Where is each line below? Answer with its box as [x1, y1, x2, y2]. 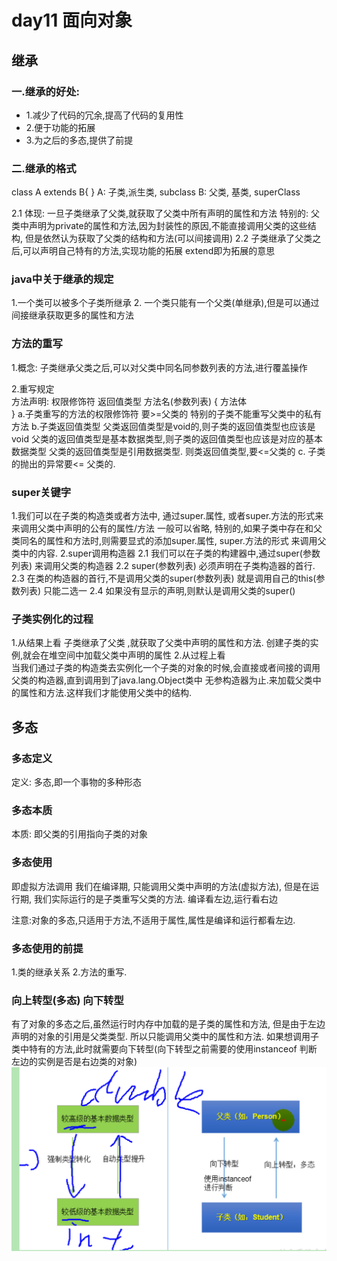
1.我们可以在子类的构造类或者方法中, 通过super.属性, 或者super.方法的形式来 [11, 510, 324, 522]
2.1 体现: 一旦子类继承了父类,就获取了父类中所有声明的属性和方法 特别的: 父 [11, 207, 320, 220]
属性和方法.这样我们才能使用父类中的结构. [19, 687, 193, 699]
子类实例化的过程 [11, 612, 94, 626]
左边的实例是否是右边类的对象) [11, 1056, 138, 1068]
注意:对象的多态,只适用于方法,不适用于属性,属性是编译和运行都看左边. [11, 914, 296, 926]
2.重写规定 [11, 382, 55, 395]
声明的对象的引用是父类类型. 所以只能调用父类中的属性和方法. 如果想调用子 [11, 1031, 319, 1043]
